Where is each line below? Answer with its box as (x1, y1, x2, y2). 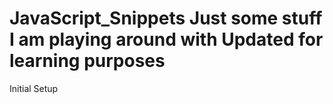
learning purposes (9, 50, 166, 72)
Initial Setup (9, 82, 59, 94)
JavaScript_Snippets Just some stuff (9, 7, 323, 30)
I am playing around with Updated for (9, 28, 324, 51)
